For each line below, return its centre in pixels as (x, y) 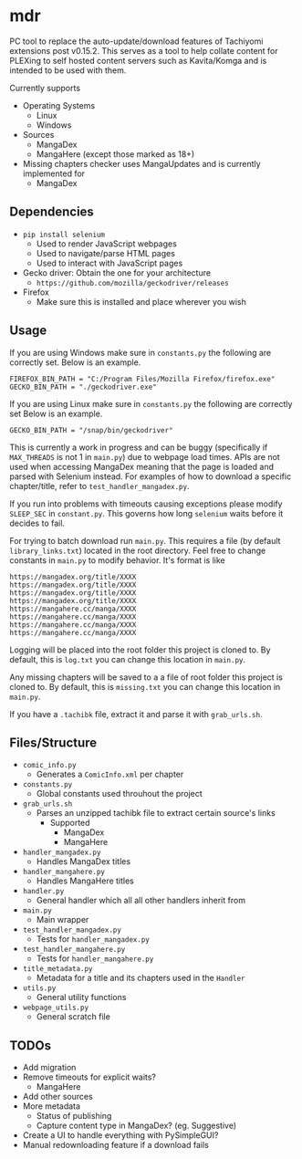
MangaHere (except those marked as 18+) (115, 154)
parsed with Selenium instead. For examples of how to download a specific (151, 476)
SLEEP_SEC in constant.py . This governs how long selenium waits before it (146, 513)
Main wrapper (62, 920)
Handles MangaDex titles (83, 861)
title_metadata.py (57, 969)
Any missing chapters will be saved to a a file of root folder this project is (146, 677)
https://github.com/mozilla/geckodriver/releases (133, 283)
